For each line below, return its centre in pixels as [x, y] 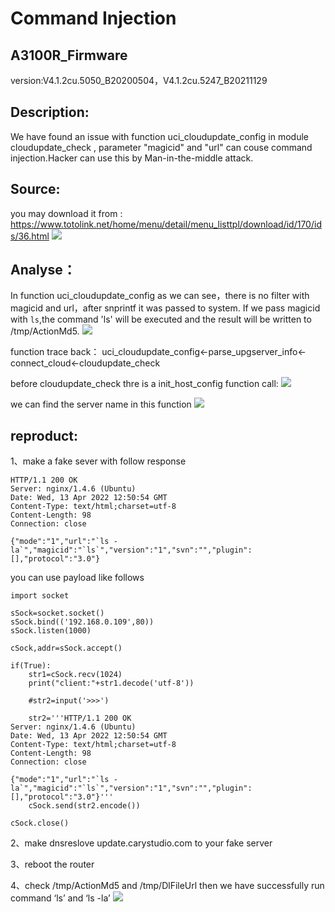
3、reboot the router [52, 864]
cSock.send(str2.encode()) [84, 806]
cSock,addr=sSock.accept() [66, 648]
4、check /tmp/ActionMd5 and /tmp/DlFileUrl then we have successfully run [167, 886]
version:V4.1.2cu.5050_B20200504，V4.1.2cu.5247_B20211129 [139, 80]
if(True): [31, 666]
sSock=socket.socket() [57, 613]
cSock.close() [40, 823]
